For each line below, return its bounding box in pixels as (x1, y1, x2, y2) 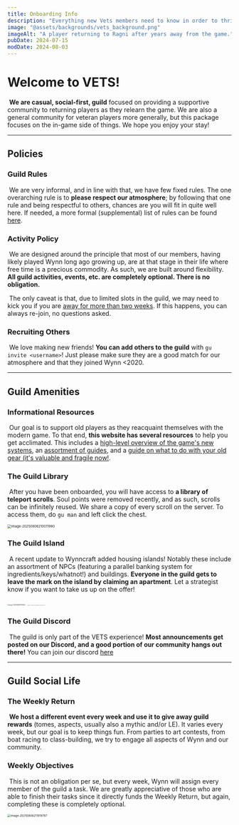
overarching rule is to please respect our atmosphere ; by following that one (7, 193, 231, 202)
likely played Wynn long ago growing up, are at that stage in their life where (7, 257, 229, 266)
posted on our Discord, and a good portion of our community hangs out (7, 640, 223, 649)
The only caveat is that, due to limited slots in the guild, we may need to (9, 294, 219, 302)
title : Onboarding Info (7, 10, 78, 18)
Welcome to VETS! (7, 74, 120, 91)
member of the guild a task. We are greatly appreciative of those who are (7, 784, 222, 793)
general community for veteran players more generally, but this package (7, 113, 219, 121)
